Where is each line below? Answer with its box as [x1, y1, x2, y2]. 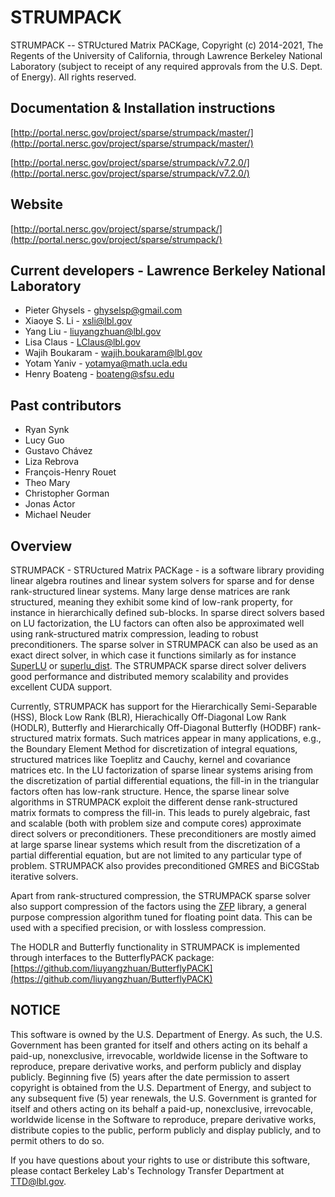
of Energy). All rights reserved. [10, 71, 137, 83]
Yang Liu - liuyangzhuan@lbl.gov [24, 326, 162, 338]
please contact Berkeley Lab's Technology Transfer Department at [10, 1164, 285, 1176]
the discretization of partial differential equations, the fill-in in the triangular [10, 775, 320, 786]
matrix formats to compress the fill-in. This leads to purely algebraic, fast [10, 807, 311, 818]
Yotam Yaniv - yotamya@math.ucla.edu [24, 357, 188, 370]
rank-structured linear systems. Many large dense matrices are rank [10, 586, 291, 597]
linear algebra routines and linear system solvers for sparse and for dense [10, 575, 315, 586]
